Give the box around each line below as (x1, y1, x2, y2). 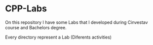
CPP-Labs (5, 3, 47, 14)
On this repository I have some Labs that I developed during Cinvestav (5, 19, 148, 25)
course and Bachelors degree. (5, 24, 67, 30)
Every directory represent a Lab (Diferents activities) (5, 34, 112, 40)
